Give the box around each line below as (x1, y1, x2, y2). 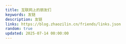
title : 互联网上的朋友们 (5, 7, 52, 13)
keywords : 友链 (5, 12, 36, 17)
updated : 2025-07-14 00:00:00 (5, 31, 69, 36)
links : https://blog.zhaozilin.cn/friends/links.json (5, 21, 121, 27)
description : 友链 (5, 17, 43, 22)
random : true (5, 26, 33, 31)
